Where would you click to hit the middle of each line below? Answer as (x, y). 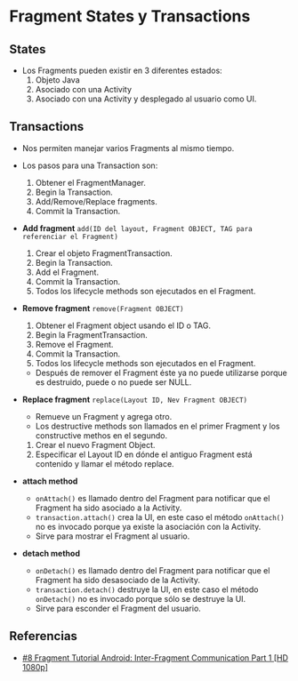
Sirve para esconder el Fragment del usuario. (118, 608)
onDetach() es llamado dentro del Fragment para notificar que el (153, 570)
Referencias (44, 636)
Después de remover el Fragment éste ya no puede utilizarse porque (161, 373)
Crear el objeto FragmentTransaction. (104, 253)
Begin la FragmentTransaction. (92, 334)
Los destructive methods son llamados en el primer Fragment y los (157, 426)
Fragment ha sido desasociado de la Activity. (117, 580)
